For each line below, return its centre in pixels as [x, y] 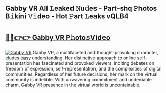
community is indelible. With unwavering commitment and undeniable [79, 79]
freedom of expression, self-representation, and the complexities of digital [84, 69]
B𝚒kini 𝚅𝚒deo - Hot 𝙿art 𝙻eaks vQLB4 [67, 17]
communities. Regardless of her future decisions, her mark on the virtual [81, 74]
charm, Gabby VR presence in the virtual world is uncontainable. [73, 85]
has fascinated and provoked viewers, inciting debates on [94, 63]
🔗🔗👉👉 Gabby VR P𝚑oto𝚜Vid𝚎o [58, 38]
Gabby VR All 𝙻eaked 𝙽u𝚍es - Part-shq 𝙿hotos [81, 8]
